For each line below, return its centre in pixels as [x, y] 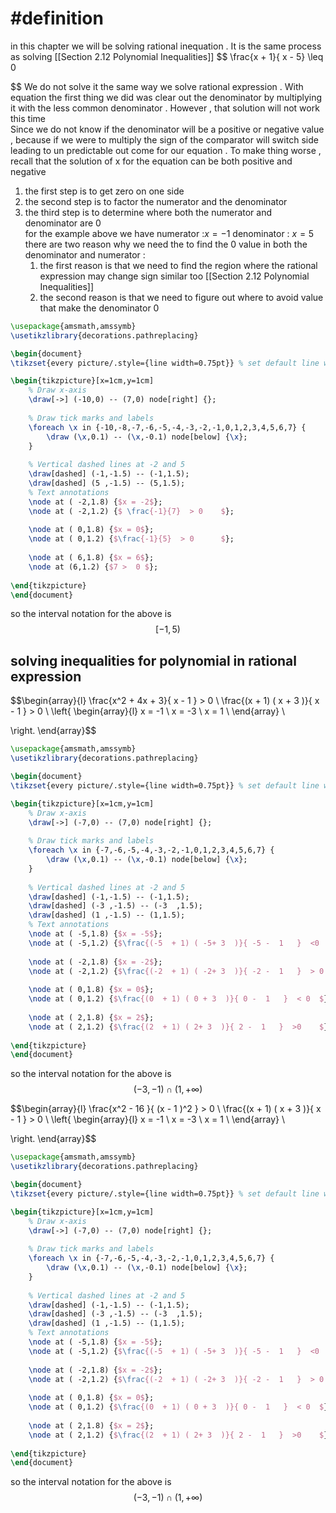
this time [28, 118]
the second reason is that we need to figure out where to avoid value [181, 297]
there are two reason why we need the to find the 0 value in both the [166, 244]
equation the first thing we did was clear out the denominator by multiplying [166, 97]
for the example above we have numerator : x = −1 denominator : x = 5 [169, 233]
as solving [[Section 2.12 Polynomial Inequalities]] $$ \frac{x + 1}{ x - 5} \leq [167, 56]
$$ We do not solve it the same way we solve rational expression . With [157, 86]
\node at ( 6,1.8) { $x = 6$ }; [91, 558]
